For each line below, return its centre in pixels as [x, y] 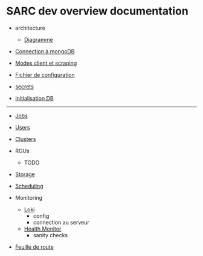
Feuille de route [34, 247]
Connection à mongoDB [45, 51]
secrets [24, 87]
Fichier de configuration [45, 74]
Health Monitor [43, 229]
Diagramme [38, 39]
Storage [25, 174]
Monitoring [28, 197]
